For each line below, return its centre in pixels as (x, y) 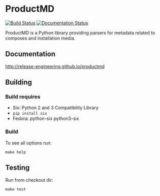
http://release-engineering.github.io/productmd (55, 66)
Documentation (30, 54)
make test (16, 189)
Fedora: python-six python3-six (46, 119)
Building (19, 83)
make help (16, 152)
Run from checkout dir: (29, 180)
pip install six (30, 114)
